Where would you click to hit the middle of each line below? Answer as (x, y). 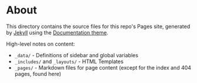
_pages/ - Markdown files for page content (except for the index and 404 (103, 67)
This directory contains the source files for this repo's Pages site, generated (98, 26)
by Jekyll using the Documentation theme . (57, 32)
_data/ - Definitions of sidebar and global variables (76, 55)
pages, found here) (38, 74)
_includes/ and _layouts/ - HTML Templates (69, 61)
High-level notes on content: (41, 44)
